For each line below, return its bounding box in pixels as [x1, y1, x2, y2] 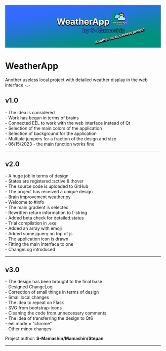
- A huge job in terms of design [5, 173, 69, 179]
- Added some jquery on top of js [5, 231, 73, 237]
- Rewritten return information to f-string [5, 210, 87, 216]
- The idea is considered [5, 109, 55, 115]
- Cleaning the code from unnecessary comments [5, 310, 107, 316]
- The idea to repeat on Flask [5, 300, 64, 306]
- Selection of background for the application [5, 131, 97, 136]
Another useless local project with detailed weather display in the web [5, 77, 148, 83]
